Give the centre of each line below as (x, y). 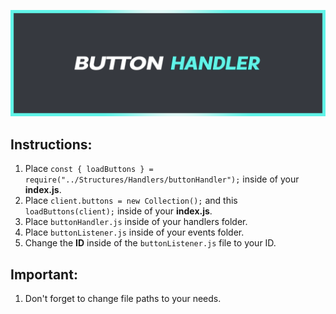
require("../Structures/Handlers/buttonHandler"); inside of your (162, 179)
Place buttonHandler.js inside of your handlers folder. (136, 222)
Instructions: (51, 144)
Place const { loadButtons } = (89, 169)
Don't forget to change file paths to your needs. (123, 298)
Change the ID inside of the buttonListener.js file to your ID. (150, 243)
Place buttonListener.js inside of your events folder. (134, 232)
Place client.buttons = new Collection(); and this (131, 201)
